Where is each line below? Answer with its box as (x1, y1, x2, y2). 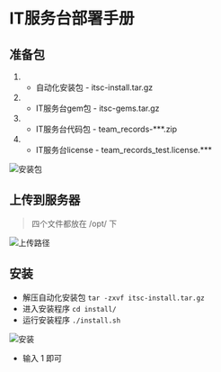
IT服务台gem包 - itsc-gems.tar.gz (35, 103, 160, 113)
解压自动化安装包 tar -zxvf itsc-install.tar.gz (22, 292, 205, 303)
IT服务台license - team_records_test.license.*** (35, 145, 213, 155)
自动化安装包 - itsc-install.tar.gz (35, 82, 154, 93)
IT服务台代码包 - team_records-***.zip (35, 123, 178, 134)
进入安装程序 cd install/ (22, 303, 117, 313)
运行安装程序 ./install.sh (22, 314, 121, 325)
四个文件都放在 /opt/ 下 (31, 218, 118, 229)
